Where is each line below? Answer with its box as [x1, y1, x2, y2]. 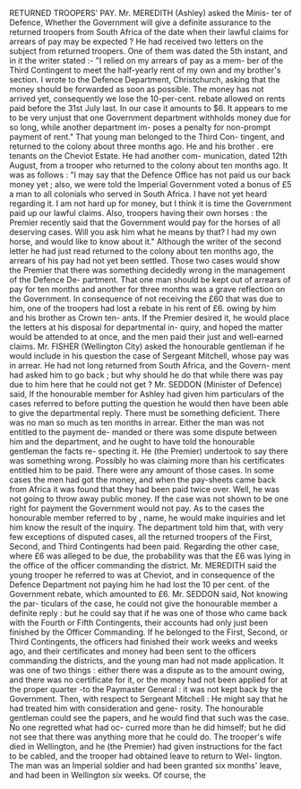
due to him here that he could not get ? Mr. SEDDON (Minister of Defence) [9, 379, 282, 389]
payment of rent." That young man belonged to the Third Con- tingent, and [9, 132, 285, 142]
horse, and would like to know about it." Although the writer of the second [9, 237, 282, 247]
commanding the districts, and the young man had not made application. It [9, 655, 284, 666]
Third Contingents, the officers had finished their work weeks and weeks [9, 637, 278, 646]
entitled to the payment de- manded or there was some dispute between [9, 427, 278, 438]
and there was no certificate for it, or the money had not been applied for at [9, 674, 288, 685]
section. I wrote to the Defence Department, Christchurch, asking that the [9, 74, 280, 84]
